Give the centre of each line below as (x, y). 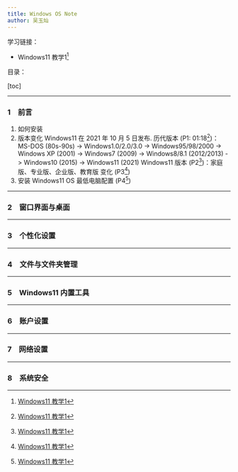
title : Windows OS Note (42, 14)
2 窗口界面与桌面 (39, 207)
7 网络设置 (28, 350)
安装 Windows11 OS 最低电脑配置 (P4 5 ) (74, 180)
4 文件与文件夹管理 (42, 264)
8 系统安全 (28, 378)
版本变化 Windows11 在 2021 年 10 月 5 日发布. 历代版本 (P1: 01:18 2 (114, 137)
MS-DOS (30, 146)
